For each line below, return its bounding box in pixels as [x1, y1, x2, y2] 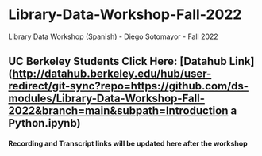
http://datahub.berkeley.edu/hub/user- [12, 67, 212, 81]
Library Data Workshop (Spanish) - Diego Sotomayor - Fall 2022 [8, 32, 218, 41]
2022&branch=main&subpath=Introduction [8, 105, 229, 118]
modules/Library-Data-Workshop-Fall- [8, 92, 205, 105]
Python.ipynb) [8, 116, 81, 130]
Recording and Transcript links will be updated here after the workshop [8, 139, 248, 148]
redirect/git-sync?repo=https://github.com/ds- [8, 79, 249, 93]
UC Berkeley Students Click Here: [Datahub [8, 55, 228, 68]
